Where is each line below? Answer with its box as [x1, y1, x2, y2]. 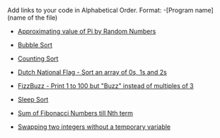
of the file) [27, 13, 58, 22]
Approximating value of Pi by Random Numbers [17, 27, 156, 35]
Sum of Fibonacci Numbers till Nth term [17, 109, 133, 117]
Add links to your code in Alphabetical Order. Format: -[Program [7, 6, 194, 14]
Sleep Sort [17, 95, 49, 103]
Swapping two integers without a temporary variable [17, 123, 171, 131]
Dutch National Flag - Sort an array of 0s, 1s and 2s [17, 68, 168, 76]
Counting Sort [17, 54, 59, 63]
